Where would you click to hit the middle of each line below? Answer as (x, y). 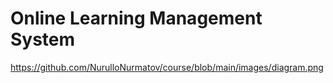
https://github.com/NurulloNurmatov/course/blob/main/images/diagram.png (167, 67)
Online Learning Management (136, 18)
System (43, 39)
